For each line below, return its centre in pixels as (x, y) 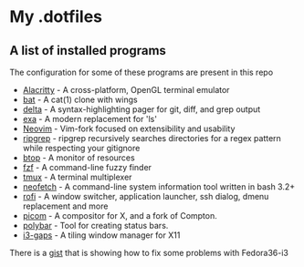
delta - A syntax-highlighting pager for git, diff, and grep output (142, 109)
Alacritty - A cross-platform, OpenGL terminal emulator (126, 90)
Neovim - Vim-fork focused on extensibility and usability (129, 128)
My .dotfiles (56, 17)
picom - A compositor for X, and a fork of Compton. (120, 216)
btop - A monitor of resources (79, 158)
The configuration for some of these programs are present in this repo (142, 72)
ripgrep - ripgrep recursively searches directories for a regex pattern (152, 138)
